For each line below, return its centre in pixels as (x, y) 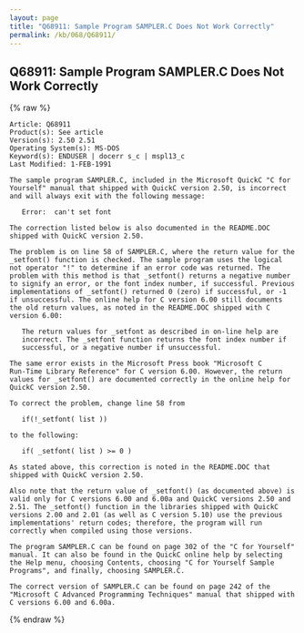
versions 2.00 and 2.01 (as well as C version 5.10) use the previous (146, 516)
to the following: (44, 435)
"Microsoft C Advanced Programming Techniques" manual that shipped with (152, 595)
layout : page (34, 18)
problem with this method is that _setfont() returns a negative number (150, 276)
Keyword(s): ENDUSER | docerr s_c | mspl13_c (97, 157)
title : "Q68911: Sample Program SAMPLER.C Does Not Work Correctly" (142, 26)
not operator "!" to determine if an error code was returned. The (140, 268)
